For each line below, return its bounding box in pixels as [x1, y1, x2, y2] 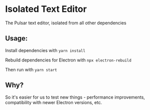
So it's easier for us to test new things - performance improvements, [5, 94, 145, 100]
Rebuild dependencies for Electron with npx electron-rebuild [5, 57, 132, 63]
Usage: [5, 34, 28, 43]
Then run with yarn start [5, 66, 57, 72]
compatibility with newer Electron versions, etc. [5, 99, 102, 105]
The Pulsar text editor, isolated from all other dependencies [5, 20, 127, 26]
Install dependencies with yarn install [5, 47, 85, 53]
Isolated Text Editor [5, 3, 87, 15]
